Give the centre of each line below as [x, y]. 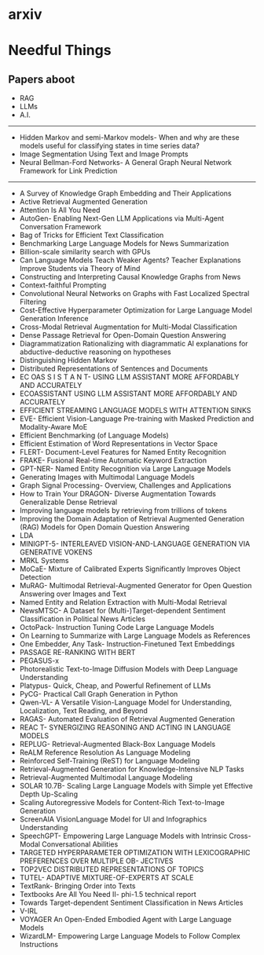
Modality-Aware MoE [53, 427]
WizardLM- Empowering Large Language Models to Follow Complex [130, 936]
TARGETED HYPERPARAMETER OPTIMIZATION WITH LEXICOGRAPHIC [135, 853]
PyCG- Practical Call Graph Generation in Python [99, 694]
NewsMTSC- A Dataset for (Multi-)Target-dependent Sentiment [123, 611]
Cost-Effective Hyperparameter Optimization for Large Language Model [136, 310]
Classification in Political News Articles [82, 619]
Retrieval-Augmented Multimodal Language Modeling [106, 778]
